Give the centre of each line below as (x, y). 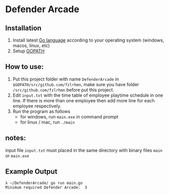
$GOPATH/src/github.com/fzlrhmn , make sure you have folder (76, 84)
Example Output (31, 171)
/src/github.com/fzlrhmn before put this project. (63, 90)
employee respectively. (37, 106)
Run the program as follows (41, 111)
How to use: (25, 67)
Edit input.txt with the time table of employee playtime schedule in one (88, 95)
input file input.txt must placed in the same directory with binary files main (84, 150)
